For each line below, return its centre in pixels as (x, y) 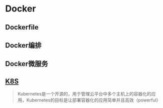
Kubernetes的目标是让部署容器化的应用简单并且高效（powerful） (94, 100)
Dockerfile (22, 27)
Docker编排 (23, 45)
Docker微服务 (27, 64)
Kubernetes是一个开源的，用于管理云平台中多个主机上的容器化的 (84, 94)
